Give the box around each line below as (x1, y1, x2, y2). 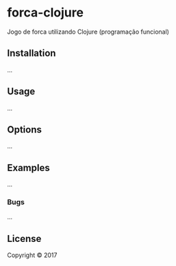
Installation (7, 47, 56, 59)
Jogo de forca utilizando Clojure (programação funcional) (7, 27, 170, 36)
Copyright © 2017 (7, 251, 58, 259)
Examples (7, 162, 50, 173)
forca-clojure (7, 5, 84, 21)
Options (7, 124, 42, 135)
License (7, 232, 42, 245)
